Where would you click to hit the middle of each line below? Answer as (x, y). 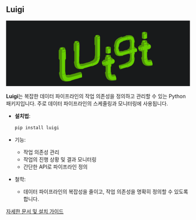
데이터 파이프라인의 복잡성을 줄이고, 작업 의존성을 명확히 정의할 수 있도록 (106, 192)
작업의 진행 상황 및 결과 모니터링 (60, 160)
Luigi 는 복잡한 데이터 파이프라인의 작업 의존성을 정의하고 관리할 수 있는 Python (96, 97)
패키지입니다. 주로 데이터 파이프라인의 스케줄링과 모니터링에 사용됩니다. (87, 104)
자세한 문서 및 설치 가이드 (35, 212)
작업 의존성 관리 (41, 152)
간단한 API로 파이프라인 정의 (55, 167)
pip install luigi (37, 128)
